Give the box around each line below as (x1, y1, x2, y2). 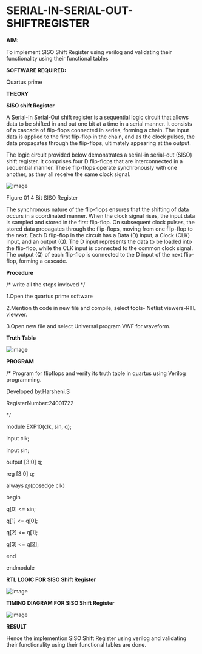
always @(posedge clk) (6, 482, 66, 489)
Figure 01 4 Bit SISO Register (6, 194, 78, 201)
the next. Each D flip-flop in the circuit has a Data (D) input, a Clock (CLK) (6, 231, 190, 238)
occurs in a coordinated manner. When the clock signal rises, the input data (6, 212, 195, 219)
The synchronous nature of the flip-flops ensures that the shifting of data (6, 206, 189, 213)
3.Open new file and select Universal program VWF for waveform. (6, 322, 171, 329)
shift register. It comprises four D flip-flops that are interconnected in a (6, 157, 183, 164)
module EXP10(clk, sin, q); (6, 423, 72, 430)
